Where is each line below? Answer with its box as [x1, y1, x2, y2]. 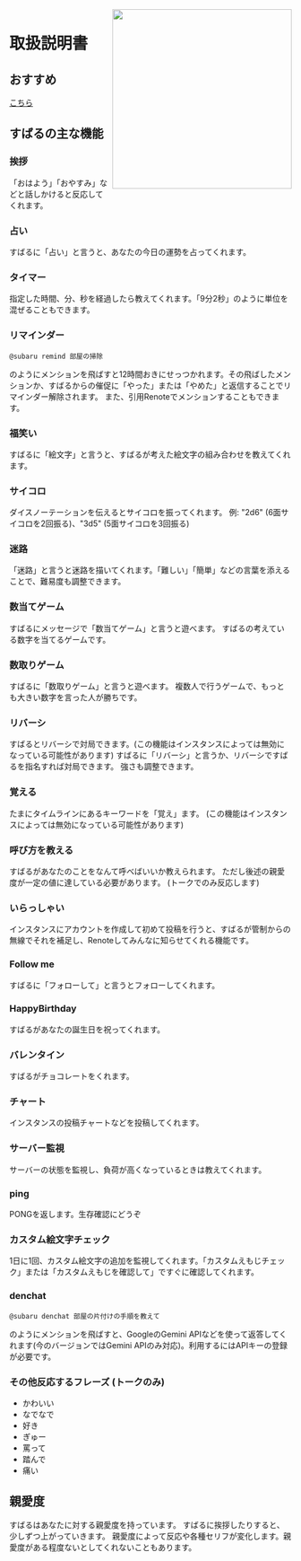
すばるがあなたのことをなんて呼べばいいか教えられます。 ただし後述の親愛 [9, 865, 285, 876]
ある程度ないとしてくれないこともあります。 [32, 1541, 197, 1552]
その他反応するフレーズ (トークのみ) [9, 1375, 166, 1388]
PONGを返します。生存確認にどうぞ [9, 1209, 142, 1220]
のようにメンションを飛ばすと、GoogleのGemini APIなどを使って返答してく [9, 1329, 288, 1339]
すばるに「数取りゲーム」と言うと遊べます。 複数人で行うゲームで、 [9, 681, 262, 692]
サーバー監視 [9, 1142, 64, 1154]
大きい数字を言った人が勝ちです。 [16, 692, 142, 703]
